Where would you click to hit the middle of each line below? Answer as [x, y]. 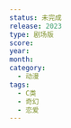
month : [22, 59]
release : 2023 [36, 26]
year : [19, 51]
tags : [19, 85]
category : [28, 69]
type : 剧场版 [31, 34]
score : [22, 43]
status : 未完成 [35, 18]
